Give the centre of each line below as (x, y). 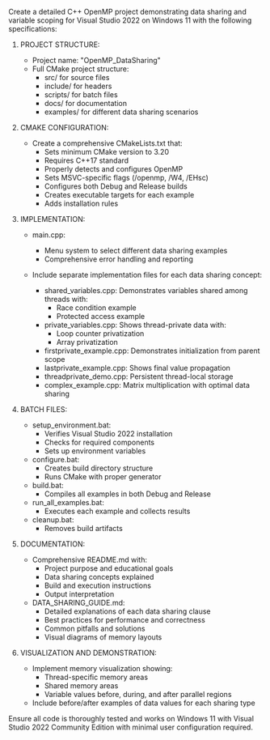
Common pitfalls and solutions (95, 628)
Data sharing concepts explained (99, 577)
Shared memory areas (81, 686)
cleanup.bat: (53, 520)
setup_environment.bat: (72, 425)
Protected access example (101, 316)
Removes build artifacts (83, 528)
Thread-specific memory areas (96, 677)
